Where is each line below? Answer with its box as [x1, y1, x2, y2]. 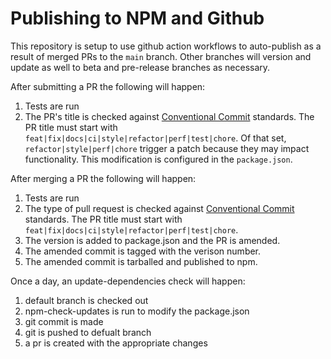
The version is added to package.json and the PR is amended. [24, 234, 281, 246]
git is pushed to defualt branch [24, 326, 152, 338]
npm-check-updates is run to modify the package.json [24, 305, 250, 317]
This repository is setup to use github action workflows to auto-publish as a [10, 40, 322, 52]
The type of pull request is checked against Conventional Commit [24, 202, 295, 214]
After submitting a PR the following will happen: [10, 80, 206, 92]
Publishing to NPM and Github [10, 7, 265, 30]
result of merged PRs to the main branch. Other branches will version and [10, 50, 312, 62]
